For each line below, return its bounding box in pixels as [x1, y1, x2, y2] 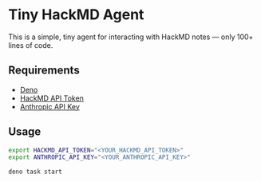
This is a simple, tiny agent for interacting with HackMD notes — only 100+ [8, 32, 254, 42]
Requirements [8, 64, 80, 77]
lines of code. [8, 40, 53, 49]
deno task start [8, 168, 62, 176]
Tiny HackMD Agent [8, 6, 144, 24]
